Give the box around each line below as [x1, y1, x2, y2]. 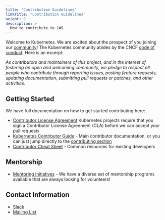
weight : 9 [5, 16, 26, 21]
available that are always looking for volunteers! [12, 176, 110, 182]
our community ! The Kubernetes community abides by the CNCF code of [5, 44, 155, 50]
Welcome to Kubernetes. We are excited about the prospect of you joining [5, 39, 157, 45]
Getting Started [5, 94, 55, 103]
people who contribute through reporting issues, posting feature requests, [5, 70, 157, 76]
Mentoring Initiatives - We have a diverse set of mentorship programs [12, 171, 155, 177]
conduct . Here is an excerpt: [5, 50, 64, 56]
